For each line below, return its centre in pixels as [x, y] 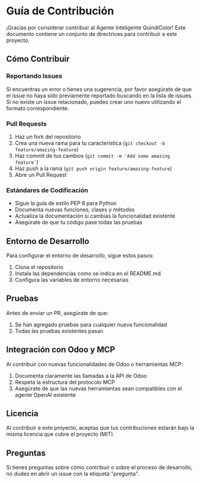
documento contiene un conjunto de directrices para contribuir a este [92, 33]
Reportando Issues [34, 76]
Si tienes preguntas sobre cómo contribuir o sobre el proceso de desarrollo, [99, 467]
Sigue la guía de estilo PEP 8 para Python [66, 203]
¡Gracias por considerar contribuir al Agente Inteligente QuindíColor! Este [96, 27]
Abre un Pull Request [41, 175]
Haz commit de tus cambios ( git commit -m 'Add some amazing [92, 155]
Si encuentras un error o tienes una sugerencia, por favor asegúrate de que [99, 89]
